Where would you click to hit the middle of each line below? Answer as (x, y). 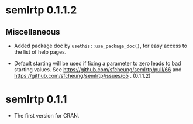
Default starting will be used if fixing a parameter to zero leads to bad (97, 63)
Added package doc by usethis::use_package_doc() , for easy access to (101, 46)
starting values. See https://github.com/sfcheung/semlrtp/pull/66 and (98, 70)
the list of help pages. (40, 52)
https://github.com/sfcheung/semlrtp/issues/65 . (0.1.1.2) (82, 76)
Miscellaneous (33, 32)
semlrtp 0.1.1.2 (41, 10)
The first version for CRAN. (46, 115)
